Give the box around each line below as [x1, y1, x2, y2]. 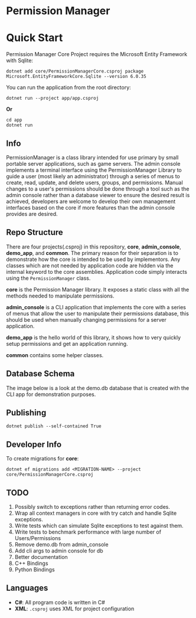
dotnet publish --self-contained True [6, 423, 102, 429]
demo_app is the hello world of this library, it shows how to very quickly [6, 333, 181, 341]
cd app [6, 117, 22, 123]
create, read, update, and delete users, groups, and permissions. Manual [6, 179, 183, 186]
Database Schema [6, 369, 75, 379]
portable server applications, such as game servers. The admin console [6, 160, 181, 167]
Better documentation [14, 554, 68, 560]
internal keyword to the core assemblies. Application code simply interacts [6, 268, 188, 275]
